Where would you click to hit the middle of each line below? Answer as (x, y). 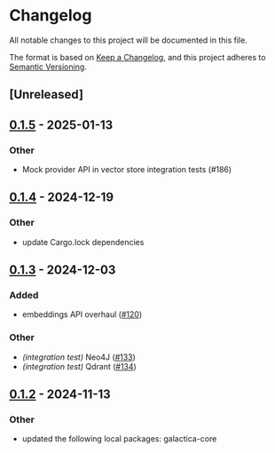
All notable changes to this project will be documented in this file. (129, 40)
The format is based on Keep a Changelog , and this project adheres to (137, 57)
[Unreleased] (47, 95)
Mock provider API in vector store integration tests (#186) (127, 170)
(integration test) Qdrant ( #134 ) (79, 366)
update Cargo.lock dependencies (83, 242)
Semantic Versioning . (48, 67)
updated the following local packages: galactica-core (119, 439)
